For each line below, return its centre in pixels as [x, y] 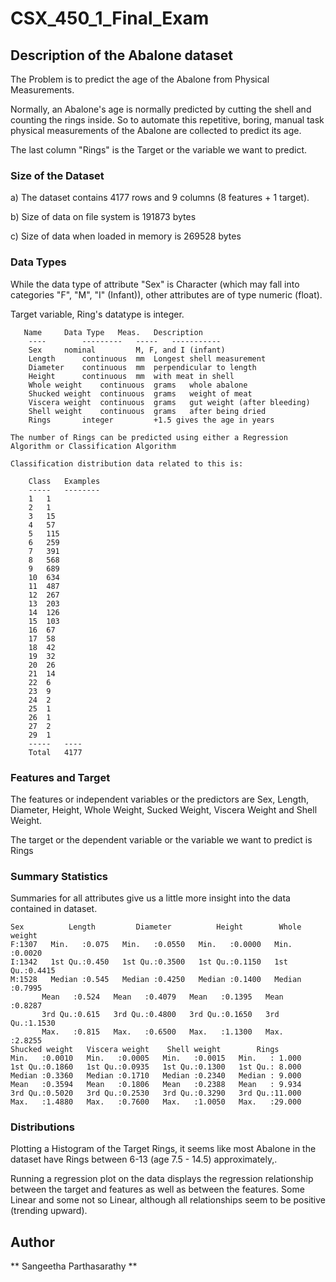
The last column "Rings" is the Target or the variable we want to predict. [159, 150]
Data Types [38, 262]
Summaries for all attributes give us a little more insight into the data [150, 898]
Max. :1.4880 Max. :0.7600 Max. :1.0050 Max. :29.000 [156, 1102]
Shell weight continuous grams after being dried [147, 411]
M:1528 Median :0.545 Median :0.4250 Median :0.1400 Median [156, 980]
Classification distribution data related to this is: [127, 463]
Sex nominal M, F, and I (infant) [127, 350]
